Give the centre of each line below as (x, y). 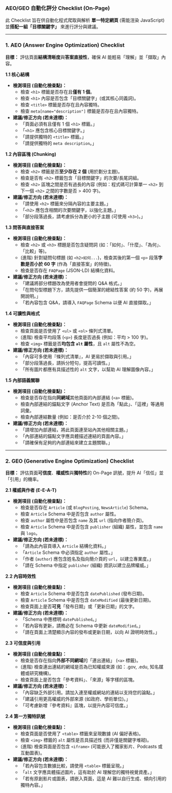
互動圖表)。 (33, 753)
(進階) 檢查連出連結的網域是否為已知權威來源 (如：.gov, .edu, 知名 (90, 667)
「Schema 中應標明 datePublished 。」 (60, 619)
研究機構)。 (41, 673)
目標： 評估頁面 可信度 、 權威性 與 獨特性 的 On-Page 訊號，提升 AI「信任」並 (84, 473)
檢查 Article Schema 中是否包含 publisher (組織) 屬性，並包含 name (92, 527)
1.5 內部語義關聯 (23, 380)
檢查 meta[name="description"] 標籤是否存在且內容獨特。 (81, 111)
